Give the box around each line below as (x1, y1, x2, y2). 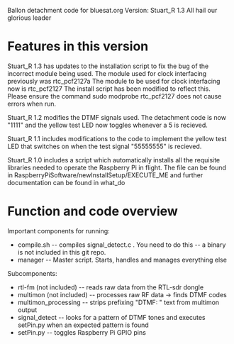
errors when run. (7, 99, 57, 108)
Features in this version (7, 38, 149, 55)
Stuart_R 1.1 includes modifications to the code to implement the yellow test (7, 134, 227, 143)
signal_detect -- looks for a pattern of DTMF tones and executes (17, 313, 206, 321)
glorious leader (7, 13, 52, 22)
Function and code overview (7, 204, 179, 219)
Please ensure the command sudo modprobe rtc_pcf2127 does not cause (7, 91, 222, 100)
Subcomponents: (7, 269, 58, 277)
